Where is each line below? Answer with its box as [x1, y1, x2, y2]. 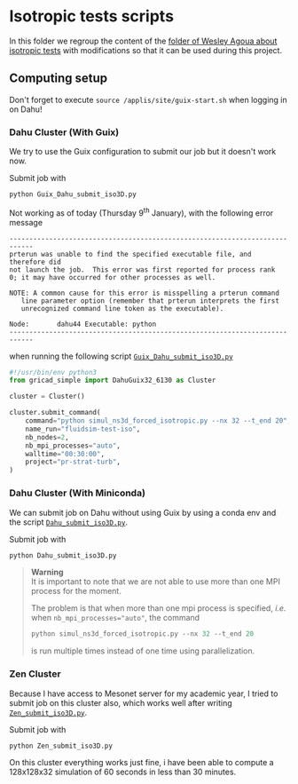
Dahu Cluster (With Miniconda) [9, 487, 146, 499]
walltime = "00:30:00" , [25, 449, 105, 458]
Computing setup [9, 71, 108, 86]
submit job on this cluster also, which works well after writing [9, 697, 232, 708]
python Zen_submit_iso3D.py [9, 741, 114, 750]
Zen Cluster [9, 668, 61, 680]
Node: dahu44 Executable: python [9, 320, 157, 329]
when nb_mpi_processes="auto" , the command [30, 613, 200, 623]
